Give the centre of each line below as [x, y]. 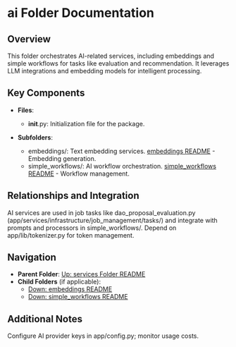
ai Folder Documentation [81, 13]
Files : [25, 110]
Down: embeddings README [70, 289]
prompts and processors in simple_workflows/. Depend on [92, 228]
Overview [29, 39]
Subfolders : [35, 137]
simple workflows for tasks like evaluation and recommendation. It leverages [118, 63]
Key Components [46, 93]
